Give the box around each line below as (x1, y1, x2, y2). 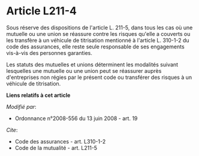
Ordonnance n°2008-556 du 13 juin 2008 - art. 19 (14, 115, 138, 122)
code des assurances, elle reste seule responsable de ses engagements (6, 43, 185, 50)
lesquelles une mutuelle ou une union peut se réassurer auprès (6, 67, 162, 74)
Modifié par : (6, 103, 37, 110)
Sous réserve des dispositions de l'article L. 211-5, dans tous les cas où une (6, 24, 193, 31)
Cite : (6, 126, 18, 133)
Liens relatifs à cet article (6, 91, 71, 99)
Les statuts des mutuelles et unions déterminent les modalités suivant (6, 61, 179, 68)
